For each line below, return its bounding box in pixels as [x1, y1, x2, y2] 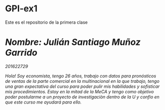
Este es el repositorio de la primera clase [5, 19, 88, 25]
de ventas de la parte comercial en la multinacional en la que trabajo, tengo [5, 78, 160, 84]
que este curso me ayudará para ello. [5, 99, 82, 105]
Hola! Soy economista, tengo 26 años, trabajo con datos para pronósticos [5, 73, 157, 79]
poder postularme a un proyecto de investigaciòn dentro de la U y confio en [5, 94, 160, 100]
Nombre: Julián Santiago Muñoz [5, 37, 141, 48]
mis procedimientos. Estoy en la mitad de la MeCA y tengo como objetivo [5, 88, 154, 94]
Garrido [5, 47, 38, 58]
